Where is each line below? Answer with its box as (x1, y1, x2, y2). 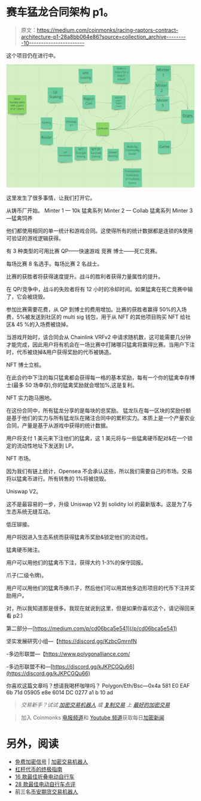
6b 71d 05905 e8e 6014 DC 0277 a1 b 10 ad (6, 689, 114, 696)
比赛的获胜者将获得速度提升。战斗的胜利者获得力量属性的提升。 (6, 273, 163, 280)
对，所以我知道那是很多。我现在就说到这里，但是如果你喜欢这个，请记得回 (6, 604, 190, 612)
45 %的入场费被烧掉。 (16, 321, 72, 328)
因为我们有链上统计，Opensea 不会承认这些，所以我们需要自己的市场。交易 (6, 468, 193, 475)
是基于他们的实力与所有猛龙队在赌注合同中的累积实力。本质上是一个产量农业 (6, 415, 195, 422)
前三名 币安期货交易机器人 (14, 788, 78, 796)
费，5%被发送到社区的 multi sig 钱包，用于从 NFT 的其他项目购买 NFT (6, 313, 179, 321)
